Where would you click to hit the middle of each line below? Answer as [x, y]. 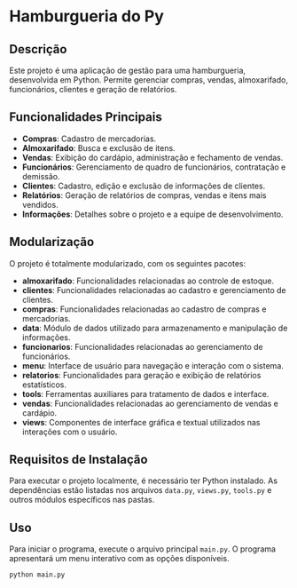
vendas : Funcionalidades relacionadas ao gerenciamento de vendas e [150, 403]
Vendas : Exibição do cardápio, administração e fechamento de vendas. [152, 157]
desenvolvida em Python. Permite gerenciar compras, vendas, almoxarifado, [148, 80]
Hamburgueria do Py [86, 16]
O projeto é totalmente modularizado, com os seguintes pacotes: [128, 263]
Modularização [52, 242]
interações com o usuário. [70, 432]
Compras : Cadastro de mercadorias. [89, 139]
